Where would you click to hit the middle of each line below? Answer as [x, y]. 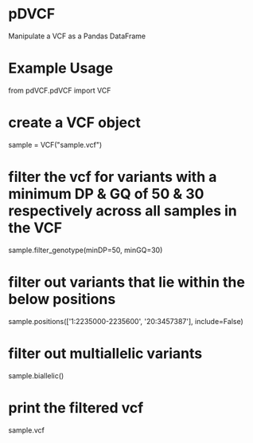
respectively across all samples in [123, 211]
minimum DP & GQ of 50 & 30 [106, 194]
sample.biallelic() [36, 375]
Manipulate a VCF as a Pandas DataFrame [77, 36]
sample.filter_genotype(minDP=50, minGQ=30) [86, 250]
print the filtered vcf [76, 407]
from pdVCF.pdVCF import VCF [60, 90]
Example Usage [61, 68]
